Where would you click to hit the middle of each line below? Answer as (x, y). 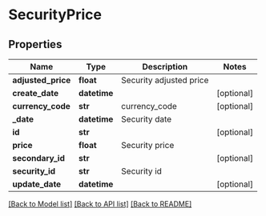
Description (165, 67)
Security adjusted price (165, 80)
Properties (35, 44)
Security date (147, 119)
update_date (37, 184)
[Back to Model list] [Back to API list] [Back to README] (100, 204)
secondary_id (39, 158)
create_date (35, 93)
